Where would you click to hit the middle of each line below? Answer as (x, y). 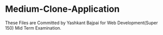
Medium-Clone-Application (62, 9)
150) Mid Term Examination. (33, 28)
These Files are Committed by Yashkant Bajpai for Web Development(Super (81, 23)
